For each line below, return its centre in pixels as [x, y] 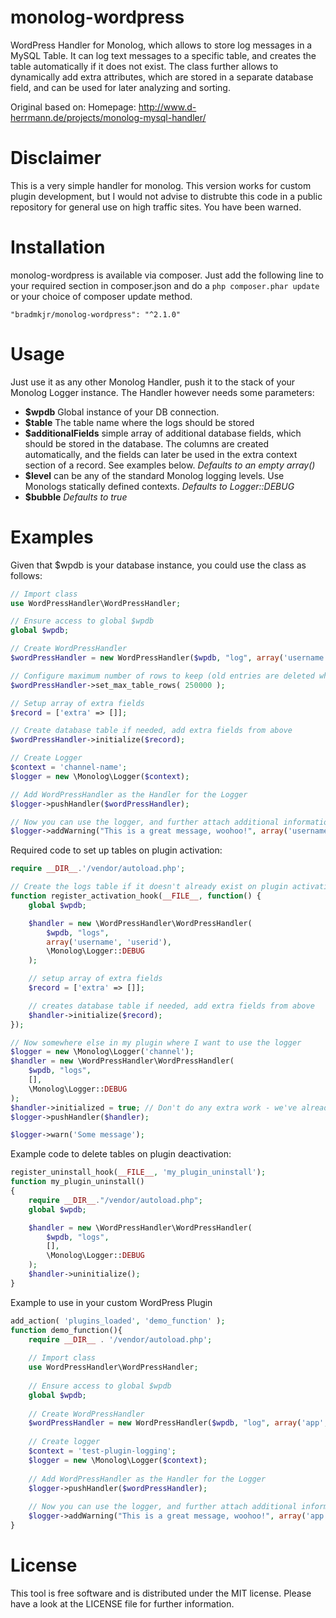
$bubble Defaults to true [76, 497]
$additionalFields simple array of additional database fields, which [163, 433]
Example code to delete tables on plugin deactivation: [121, 1154]
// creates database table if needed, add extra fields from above [171, 1006]
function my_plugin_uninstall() [77, 1182]
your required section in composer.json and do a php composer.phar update [165, 285]
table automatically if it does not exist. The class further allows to [144, 66]
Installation [58, 247]
